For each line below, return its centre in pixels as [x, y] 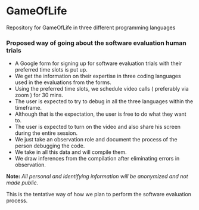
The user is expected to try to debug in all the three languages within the [104, 101]
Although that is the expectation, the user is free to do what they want [100, 114]
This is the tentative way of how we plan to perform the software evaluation [99, 194]
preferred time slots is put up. [51, 70]
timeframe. [28, 108]
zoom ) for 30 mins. [39, 95]
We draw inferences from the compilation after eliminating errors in [97, 159]
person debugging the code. [50, 146]
